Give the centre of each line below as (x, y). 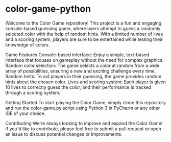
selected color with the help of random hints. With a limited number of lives (84, 34)
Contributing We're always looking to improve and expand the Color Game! (84, 123)
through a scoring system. (33, 92)
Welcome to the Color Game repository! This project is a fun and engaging (83, 23)
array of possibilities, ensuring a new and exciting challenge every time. (81, 71)
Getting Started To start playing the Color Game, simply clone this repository (86, 102)
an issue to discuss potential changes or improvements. (64, 134)
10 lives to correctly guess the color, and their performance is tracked (78, 87)
